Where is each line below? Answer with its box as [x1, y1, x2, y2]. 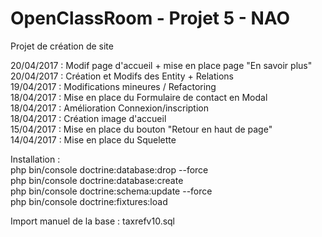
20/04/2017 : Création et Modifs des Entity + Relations [10, 70, 234, 82]
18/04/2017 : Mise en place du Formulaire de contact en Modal [10, 91, 268, 103]
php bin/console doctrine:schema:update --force [10, 185, 213, 197]
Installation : [10, 153, 61, 165]
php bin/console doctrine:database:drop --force [10, 163, 209, 176]
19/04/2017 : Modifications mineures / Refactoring [10, 80, 217, 92]
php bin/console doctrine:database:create [10, 174, 184, 186]
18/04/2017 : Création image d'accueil [10, 112, 167, 124]
